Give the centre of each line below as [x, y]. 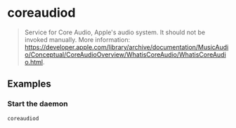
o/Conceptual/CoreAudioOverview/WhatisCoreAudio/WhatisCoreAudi [125, 55]
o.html [34, 62]
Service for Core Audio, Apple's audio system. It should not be [115, 32]
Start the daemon [38, 104]
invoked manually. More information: [77, 39]
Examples [29, 84]
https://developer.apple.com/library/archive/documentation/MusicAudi [126, 47]
